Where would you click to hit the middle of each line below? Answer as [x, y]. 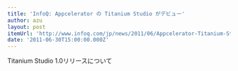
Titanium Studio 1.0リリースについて [60, 61]
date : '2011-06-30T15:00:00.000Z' [58, 40]
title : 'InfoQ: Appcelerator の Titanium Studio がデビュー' [96, 14]
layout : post [27, 27]
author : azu [25, 20]
